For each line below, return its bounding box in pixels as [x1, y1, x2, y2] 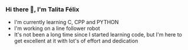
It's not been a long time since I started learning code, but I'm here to [14, 31, 182, 38]
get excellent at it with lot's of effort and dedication [14, 38, 138, 45]
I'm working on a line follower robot [14, 25, 101, 32]
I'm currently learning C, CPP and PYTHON [14, 19, 119, 26]
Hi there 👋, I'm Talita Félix [5, 5, 80, 14]
